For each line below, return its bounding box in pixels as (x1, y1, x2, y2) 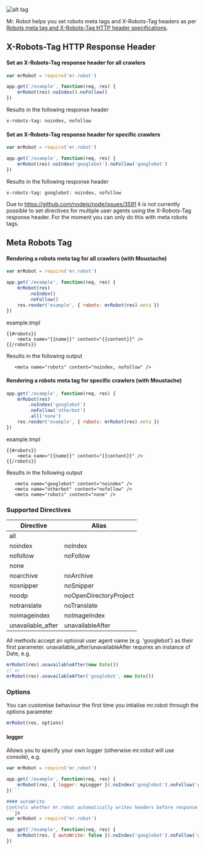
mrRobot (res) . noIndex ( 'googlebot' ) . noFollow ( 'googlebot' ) (17, 161, 168, 168)
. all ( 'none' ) (28, 413, 62, 419)
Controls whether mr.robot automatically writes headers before (6, 804, 173, 810)
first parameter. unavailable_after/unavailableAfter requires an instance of (6, 643, 191, 651)
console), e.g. (6, 753, 41, 761)
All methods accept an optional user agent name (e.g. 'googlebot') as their (6, 637, 193, 644)
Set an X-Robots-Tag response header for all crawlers (6, 59, 146, 66)
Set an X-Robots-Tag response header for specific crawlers (6, 130, 160, 138)
